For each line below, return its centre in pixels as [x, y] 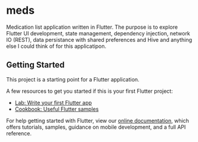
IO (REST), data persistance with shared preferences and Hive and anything [99, 40]
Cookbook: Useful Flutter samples [57, 109]
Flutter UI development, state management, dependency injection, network [98, 33]
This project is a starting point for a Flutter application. [73, 79]
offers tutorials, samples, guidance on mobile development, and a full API [96, 127]
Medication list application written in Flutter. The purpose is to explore [92, 27]
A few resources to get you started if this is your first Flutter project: [89, 91]
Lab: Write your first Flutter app [53, 102]
